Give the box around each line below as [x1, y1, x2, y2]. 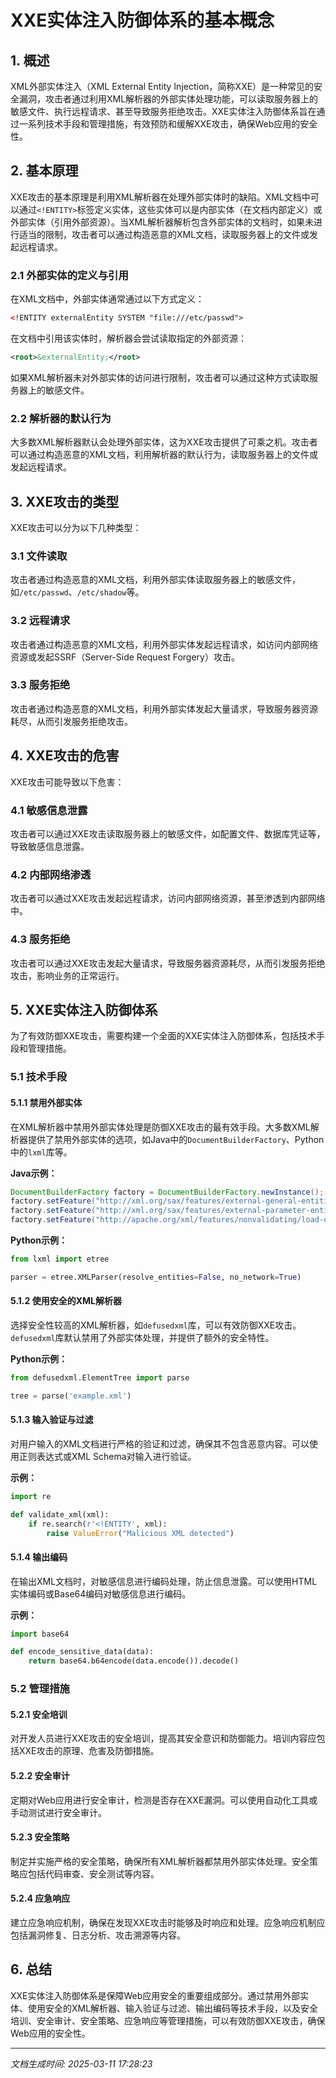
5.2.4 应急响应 [10, 1892, 71, 1905]
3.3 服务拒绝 [10, 678, 71, 692]
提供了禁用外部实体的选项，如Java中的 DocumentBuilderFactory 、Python [27, 1133, 325, 1145]
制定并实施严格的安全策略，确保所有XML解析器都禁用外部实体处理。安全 [10, 1855, 310, 1867]
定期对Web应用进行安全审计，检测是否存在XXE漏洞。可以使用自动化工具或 [10, 1794, 318, 1806]
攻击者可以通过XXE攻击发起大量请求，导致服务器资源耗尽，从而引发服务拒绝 [10, 957, 326, 969]
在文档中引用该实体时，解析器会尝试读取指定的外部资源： [10, 332, 247, 344]
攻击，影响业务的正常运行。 [10, 969, 125, 981]
